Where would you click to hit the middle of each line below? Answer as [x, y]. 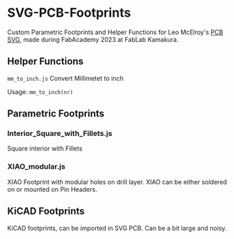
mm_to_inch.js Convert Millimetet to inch [65, 78]
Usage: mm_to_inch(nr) [40, 91]
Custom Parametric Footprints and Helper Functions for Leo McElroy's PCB [115, 32]
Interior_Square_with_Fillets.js [60, 134]
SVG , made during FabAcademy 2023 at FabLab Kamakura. [93, 39]
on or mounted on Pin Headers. [52, 189]
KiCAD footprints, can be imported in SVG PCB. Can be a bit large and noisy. [117, 228]
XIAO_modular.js [36, 167]
